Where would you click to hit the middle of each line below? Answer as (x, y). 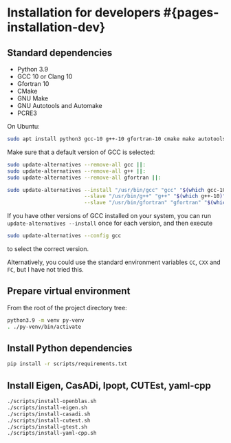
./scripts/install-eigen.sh (47, 407)
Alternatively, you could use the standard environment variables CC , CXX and (114, 262)
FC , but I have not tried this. (45, 269)
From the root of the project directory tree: (67, 307)
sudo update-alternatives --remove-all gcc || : (77, 164)
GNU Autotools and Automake (59, 106)
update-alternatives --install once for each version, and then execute (110, 223)
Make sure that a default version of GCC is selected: (81, 152)
